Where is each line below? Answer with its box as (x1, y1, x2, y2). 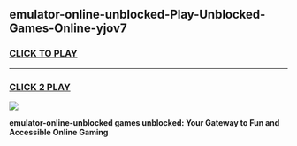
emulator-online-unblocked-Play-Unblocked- (9, 7, 266, 22)
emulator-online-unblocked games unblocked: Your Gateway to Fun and (9, 117, 280, 127)
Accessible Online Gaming (9, 127, 109, 137)
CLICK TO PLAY (9, 48, 78, 60)
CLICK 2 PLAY (9, 81, 71, 93)
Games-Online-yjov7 (9, 21, 127, 36)
